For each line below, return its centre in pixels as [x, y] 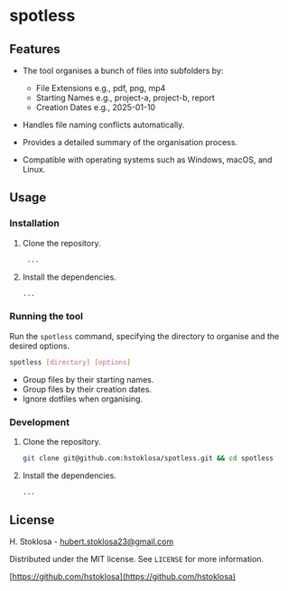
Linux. [34, 169]
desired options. [40, 346]
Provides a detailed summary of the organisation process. [130, 142]
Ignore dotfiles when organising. [82, 399]
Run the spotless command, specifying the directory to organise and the [144, 336]
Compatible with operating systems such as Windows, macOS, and [147, 160]
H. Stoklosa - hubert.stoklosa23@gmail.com [92, 541]
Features [35, 49]
